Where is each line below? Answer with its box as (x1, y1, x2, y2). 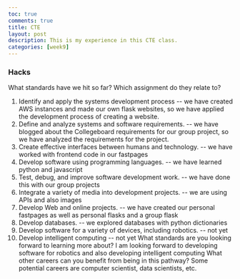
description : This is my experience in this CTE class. (8, 37, 178, 44)
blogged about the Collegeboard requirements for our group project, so (18, 128, 229, 136)
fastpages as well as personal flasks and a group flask (18, 211, 179, 220)
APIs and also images (18, 196, 82, 204)
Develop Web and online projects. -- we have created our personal (18, 203, 215, 212)
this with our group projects (18, 181, 101, 189)
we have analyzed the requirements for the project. (18, 135, 169, 143)
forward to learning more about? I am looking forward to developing (18, 241, 218, 250)
